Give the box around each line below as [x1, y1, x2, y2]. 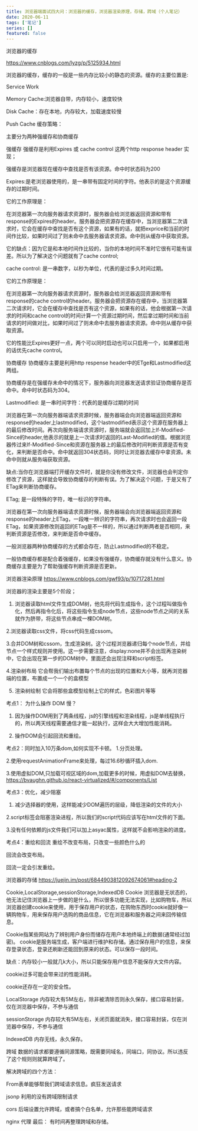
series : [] [6, 25, 33, 31]
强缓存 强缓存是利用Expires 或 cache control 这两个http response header [6, 146, 183, 153]
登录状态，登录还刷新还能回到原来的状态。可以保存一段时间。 [11, 946, 161, 953]
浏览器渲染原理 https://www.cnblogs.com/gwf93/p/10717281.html [6, 576, 165, 583]
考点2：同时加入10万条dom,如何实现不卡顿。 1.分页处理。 [6, 745, 146, 752]
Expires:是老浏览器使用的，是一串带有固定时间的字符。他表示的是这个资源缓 [6, 178, 191, 185]
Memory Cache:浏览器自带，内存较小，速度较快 [6, 96, 123, 103]
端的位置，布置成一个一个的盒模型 [6, 675, 89, 682]
